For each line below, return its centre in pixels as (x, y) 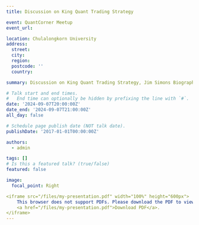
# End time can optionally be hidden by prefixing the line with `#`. (98, 99)
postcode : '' (28, 66)
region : (21, 61)
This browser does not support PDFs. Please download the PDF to (99, 202)
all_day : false (25, 115)
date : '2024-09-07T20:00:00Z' (44, 104)
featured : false (26, 170)
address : (17, 44)
